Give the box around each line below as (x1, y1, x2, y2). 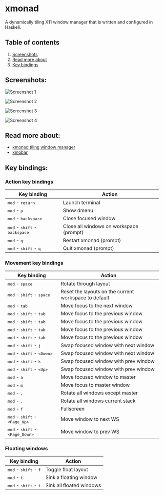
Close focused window (63, 215, 116, 222)
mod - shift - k (7, 358, 41, 365)
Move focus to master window (61, 382, 130, 389)
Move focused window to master (61, 374, 136, 381)
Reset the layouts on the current (61, 289, 134, 295)
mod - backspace (7, 215, 42, 222)
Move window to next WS (61, 415, 120, 422)
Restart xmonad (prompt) (63, 237, 121, 244)
